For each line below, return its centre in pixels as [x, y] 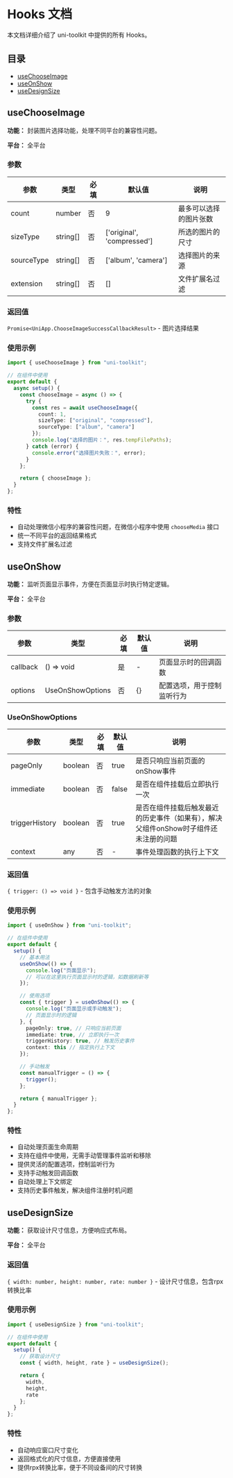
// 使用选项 [35, 996]
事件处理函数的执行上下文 [178, 852]
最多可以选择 [199, 208]
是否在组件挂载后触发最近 [178, 807]
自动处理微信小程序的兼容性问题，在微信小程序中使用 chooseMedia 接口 [118, 527]
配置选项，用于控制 [190, 685]
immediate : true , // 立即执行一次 [72, 1034]
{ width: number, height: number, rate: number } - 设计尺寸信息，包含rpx [115, 1281]
